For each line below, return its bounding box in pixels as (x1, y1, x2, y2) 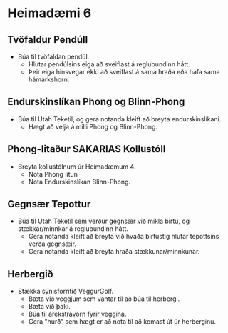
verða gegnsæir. (28, 239, 77, 248)
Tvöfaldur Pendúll (7, 34, 88, 46)
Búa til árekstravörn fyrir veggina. (28, 309, 127, 319)
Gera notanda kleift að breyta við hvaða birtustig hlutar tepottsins (28, 232, 219, 241)
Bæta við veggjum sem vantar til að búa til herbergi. (28, 294, 180, 303)
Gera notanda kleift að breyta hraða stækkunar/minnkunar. (28, 247, 200, 256)
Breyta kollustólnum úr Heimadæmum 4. (17, 162, 136, 171)
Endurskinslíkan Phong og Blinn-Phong (7, 96, 185, 108)
